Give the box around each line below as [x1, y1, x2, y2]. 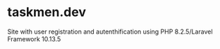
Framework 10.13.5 [7, 34, 61, 43]
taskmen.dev [7, 4, 87, 20]
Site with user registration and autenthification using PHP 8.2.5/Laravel [7, 27, 213, 36]
